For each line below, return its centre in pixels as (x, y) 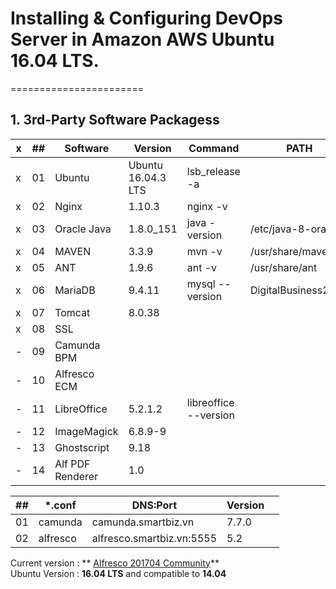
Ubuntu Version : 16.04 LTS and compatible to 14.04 (118, 573)
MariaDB (75, 290)
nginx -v (207, 206)
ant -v (202, 267)
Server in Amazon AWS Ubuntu (142, 39)
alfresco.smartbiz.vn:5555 (154, 538)
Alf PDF (72, 464)
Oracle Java (83, 229)
